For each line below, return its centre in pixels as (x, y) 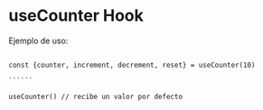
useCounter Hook (76, 16)
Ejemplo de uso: (38, 41)
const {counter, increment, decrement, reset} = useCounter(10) (132, 65)
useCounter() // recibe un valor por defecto (95, 96)
